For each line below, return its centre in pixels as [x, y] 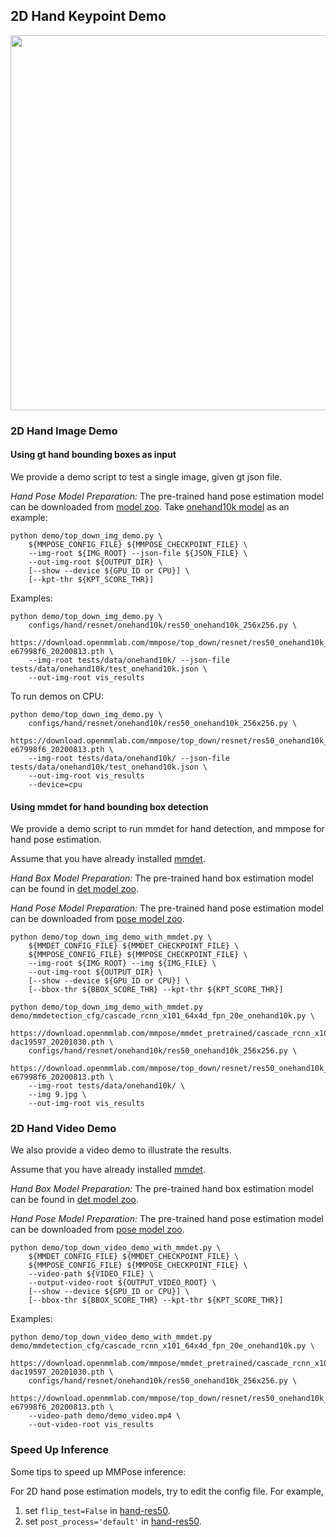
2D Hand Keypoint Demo [88, 16]
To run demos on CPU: [57, 696]
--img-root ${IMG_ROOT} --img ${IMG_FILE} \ [122, 964]
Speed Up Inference [60, 1450]
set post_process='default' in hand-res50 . [113, 1521]
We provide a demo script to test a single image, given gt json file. [146, 476]
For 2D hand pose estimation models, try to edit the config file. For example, [167, 1491]
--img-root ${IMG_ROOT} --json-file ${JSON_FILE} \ [138, 553]
